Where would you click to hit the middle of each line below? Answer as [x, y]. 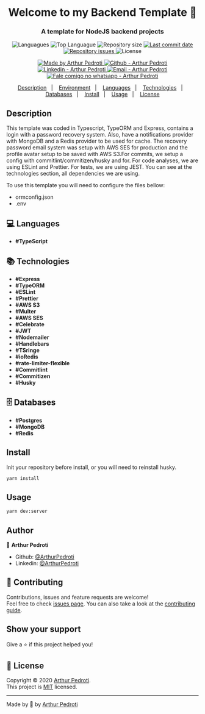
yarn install [23, 478]
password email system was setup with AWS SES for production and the [97, 148]
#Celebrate [30, 324]
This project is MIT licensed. [42, 687]
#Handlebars [32, 343]
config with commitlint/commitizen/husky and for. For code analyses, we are [102, 160]
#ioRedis [27, 357]
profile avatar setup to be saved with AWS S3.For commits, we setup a [95, 154]
